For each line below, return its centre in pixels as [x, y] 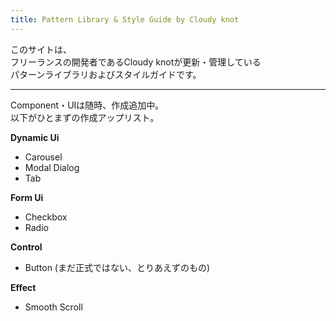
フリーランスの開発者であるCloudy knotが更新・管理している [136, 62]
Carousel [43, 157]
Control [26, 247]
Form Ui [27, 197]
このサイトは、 [41, 49]
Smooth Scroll [53, 307]
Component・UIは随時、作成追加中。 [87, 105]
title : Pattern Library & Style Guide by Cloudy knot [125, 19]
